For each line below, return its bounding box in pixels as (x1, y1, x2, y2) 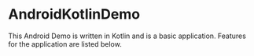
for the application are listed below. (8, 39, 122, 48)
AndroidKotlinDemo (8, 5, 140, 23)
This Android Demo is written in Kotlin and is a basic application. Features (8, 31, 246, 40)
